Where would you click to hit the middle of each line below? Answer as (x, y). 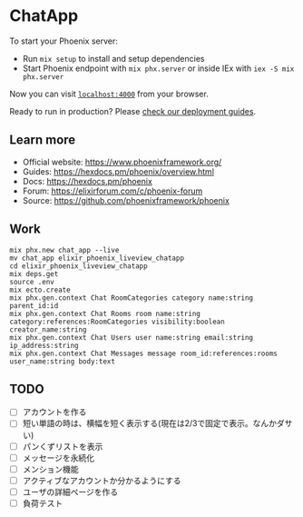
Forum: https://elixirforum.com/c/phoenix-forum (112, 191)
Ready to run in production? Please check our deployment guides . (133, 111)
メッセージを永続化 (59, 457)
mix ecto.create (40, 290)
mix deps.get (34, 273)
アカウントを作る (54, 412)
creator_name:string (49, 329)
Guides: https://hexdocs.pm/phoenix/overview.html (118, 171)
